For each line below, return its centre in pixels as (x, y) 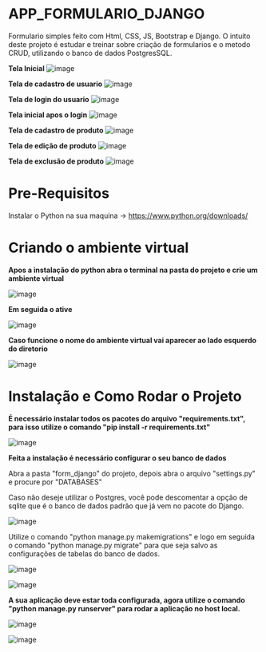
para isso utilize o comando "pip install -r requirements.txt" (109, 427)
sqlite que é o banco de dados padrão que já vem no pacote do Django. (126, 506)
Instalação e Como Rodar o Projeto (125, 397)
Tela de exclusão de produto (56, 161)
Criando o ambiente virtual (99, 248)
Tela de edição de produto (53, 145)
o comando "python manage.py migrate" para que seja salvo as (113, 545)
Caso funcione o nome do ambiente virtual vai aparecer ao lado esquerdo (133, 340)
